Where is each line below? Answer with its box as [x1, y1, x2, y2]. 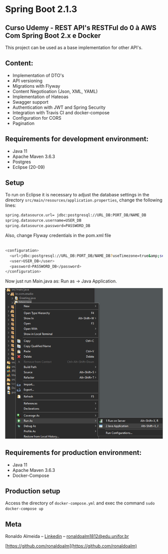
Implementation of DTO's [12, 72, 64, 78]
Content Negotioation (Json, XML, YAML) [12, 88, 98, 94]
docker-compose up [5, 506, 43, 511]
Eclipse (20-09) [12, 164, 45, 170]
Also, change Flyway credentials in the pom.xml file [5, 232, 111, 238]
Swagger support [12, 99, 48, 105]
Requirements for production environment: [5, 448, 142, 457]
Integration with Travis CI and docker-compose [12, 109, 110, 116]
